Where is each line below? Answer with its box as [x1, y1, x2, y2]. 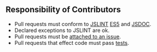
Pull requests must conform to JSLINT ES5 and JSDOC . [14, 20, 152, 27]
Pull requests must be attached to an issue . [14, 32, 121, 40]
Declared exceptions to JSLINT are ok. [14, 27, 110, 34]
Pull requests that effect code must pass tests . [14, 39, 129, 46]
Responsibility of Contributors [5, 5, 121, 15]
